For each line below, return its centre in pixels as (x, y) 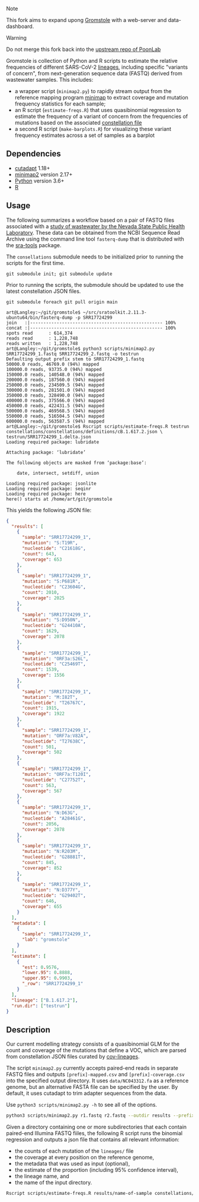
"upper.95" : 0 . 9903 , (47, 978)
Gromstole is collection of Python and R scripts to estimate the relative (92, 61)
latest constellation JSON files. (44, 291)
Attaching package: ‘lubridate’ (46, 452)
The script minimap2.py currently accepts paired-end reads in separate (92, 1068)
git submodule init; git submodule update (59, 274)
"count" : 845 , (39, 862)
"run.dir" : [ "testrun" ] (41, 1006)
